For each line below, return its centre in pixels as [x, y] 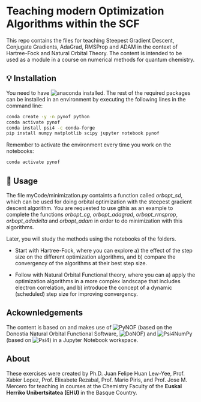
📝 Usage [22, 181]
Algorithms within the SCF [73, 24]
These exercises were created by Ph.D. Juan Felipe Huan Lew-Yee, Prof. [95, 373]
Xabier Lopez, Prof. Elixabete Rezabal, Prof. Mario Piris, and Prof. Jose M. [97, 380]
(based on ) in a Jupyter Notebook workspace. [72, 340]
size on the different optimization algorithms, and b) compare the [95, 257]
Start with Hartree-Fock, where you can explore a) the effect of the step [104, 250]
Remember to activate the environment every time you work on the [89, 145]
